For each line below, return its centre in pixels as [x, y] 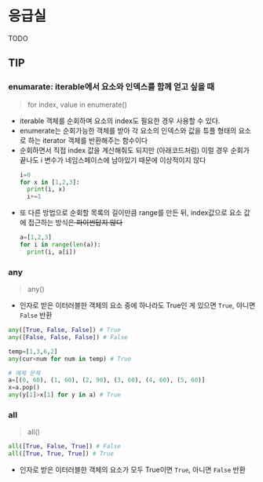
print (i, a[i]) [52, 252]
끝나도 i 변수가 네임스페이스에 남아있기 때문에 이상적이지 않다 [113, 160]
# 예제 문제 [24, 373]
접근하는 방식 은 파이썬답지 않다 [75, 223]
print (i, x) [46, 189]
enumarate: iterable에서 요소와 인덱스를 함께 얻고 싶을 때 [111, 87]
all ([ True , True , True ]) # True [61, 454]
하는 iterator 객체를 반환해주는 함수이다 [88, 140]
